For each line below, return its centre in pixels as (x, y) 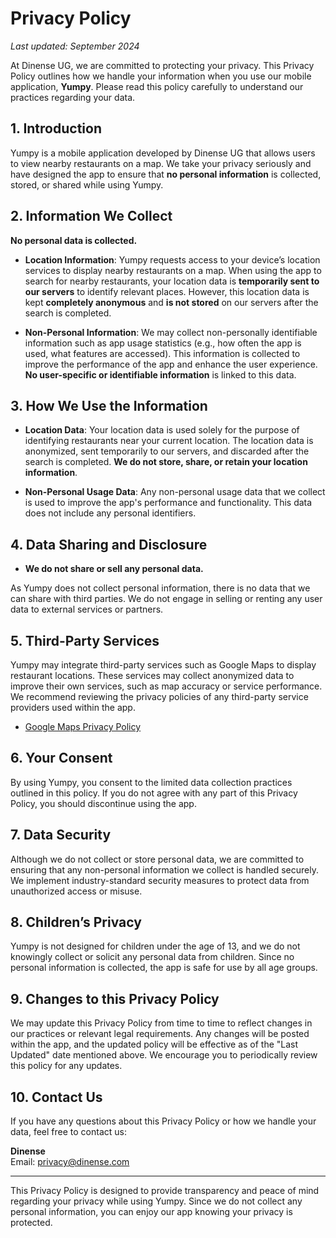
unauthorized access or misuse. (76, 891)
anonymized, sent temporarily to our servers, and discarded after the (167, 451)
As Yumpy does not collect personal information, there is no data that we (160, 588)
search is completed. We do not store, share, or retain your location (166, 462)
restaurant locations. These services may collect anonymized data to (152, 675)
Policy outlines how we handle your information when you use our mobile (161, 76)
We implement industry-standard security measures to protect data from (160, 880)
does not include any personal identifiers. (110, 513)
